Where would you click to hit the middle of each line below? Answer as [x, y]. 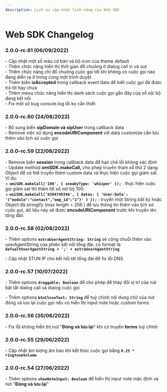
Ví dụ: [11, 178]
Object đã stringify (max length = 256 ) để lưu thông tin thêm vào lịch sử [79, 205]
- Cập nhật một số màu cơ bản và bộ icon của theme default [67, 61]
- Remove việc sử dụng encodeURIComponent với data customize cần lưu [82, 133]
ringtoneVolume [21, 355]
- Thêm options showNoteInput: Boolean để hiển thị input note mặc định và [82, 379]
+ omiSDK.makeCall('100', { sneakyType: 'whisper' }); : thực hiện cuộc [80, 183]
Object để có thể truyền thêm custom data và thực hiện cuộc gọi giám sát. [82, 173]
